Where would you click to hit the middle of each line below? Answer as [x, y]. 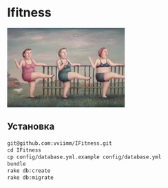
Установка [31, 127]
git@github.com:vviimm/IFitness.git [60, 143]
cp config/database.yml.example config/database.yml [84, 157]
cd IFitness [24, 150]
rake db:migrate [30, 177]
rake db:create [29, 171]
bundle [17, 164]
